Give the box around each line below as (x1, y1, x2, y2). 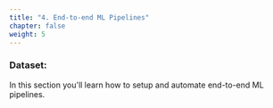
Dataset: (9, 59, 47, 71)
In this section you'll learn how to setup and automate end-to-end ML (9, 79, 265, 90)
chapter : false (9, 21, 66, 30)
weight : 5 (9, 29, 46, 38)
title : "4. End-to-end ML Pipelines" (9, 12, 150, 22)
